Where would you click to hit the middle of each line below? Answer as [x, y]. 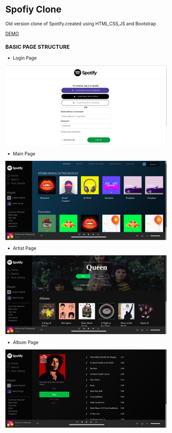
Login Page [25, 58]
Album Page [26, 342]
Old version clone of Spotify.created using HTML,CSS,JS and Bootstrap [81, 24]
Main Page [24, 154]
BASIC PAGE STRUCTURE [38, 47]
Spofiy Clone [34, 9]
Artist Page [25, 248]
